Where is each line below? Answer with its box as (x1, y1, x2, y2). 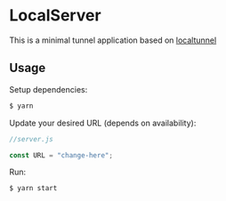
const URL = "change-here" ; (9, 150, 114, 160)
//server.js (9, 134, 53, 143)
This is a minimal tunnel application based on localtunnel (9, 35, 217, 45)
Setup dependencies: (9, 84, 88, 94)
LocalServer (9, 5, 101, 26)
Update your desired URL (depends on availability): (9, 117, 197, 128)
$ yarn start (9, 184, 58, 193)
